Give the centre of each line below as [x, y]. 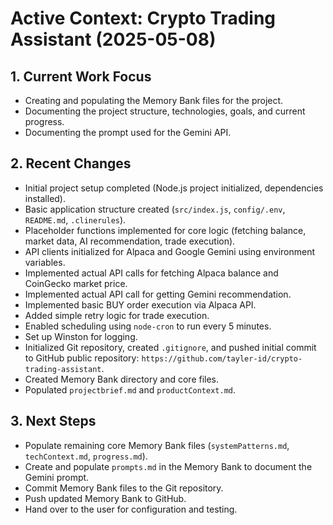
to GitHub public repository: [82, 358]
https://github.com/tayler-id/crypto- [222, 358]
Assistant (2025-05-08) [113, 39]
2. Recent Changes [71, 163]
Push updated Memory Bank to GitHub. [105, 498]
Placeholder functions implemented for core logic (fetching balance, [165, 230]
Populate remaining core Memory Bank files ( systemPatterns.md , [157, 445]
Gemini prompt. [57, 477]
